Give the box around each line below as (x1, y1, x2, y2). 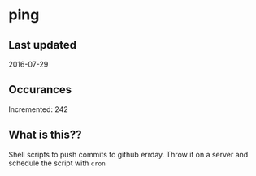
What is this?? (8, 128, 82, 142)
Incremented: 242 (8, 104, 68, 114)
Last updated (8, 38, 77, 52)
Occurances (8, 83, 72, 97)
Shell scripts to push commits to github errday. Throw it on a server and (8, 149, 249, 159)
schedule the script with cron (8, 158, 106, 168)
